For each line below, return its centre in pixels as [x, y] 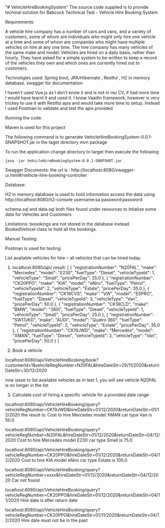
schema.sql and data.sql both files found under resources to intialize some [81, 209]
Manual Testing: [21, 239]
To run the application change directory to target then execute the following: [82, 152]
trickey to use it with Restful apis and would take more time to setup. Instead [82, 103]
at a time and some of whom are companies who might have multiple [75, 42]
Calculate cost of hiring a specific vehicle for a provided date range [81, 395]
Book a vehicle [27, 350]
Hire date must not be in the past [54, 520]
